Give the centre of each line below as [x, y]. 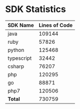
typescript [20, 58]
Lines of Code [56, 25]
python [16, 50]
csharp [16, 66]
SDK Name [21, 25]
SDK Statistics [35, 9]
